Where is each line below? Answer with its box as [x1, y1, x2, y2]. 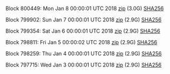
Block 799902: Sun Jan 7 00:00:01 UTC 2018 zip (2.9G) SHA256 [5, 16, 162, 23]
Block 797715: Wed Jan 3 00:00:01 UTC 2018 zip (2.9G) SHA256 [5, 61, 162, 68]
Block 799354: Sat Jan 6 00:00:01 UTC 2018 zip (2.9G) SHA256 [5, 27, 161, 34]
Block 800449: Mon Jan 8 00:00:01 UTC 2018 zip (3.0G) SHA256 [5, 5, 164, 12]
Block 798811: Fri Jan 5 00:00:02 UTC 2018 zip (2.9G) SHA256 [5, 39, 158, 45]
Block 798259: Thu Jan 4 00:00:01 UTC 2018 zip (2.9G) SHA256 [5, 50, 162, 57]
